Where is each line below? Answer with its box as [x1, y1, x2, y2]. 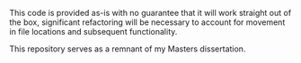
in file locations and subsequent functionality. [9, 27, 178, 36]
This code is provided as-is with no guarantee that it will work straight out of [9, 8, 292, 18]
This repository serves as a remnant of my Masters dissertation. [9, 43, 246, 54]
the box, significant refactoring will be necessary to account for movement [9, 17, 286, 28]
